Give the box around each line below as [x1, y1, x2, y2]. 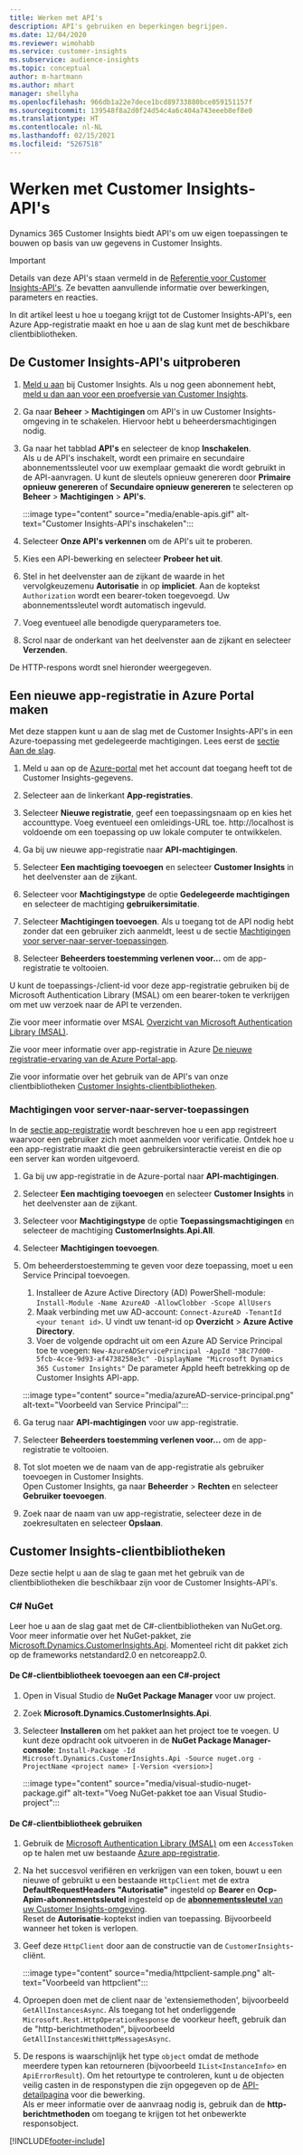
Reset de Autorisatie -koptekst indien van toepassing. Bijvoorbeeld [22, 1913, 272, 1924]
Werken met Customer [9, 178, 184, 199]
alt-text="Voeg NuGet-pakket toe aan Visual [72, 1787, 238, 1798]
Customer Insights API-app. [35, 1372, 140, 1383]
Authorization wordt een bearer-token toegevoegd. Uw [22, 589, 231, 600]
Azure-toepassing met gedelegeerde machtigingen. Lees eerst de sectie [9, 735, 280, 747]
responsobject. [22, 2118, 80, 2129]
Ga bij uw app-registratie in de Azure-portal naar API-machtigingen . [22, 1170, 279, 1182]
